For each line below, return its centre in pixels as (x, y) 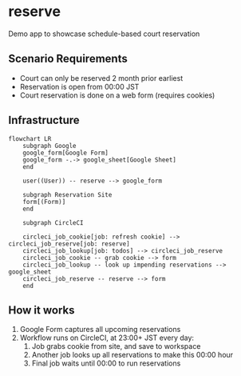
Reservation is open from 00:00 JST (79, 86)
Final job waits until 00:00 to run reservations (106, 363)
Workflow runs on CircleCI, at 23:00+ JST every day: (107, 338)
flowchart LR (30, 138)
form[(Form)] (44, 202)
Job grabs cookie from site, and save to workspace (116, 346)
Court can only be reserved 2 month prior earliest (101, 78)
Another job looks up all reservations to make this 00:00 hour (132, 355)
